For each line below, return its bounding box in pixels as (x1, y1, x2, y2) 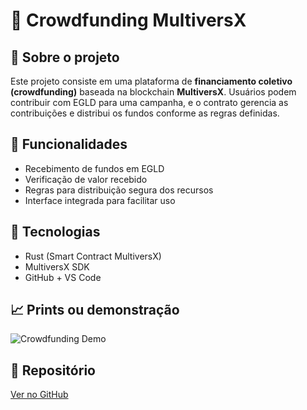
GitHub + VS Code (24, 271, 102, 283)
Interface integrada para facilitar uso (24, 194, 176, 206)
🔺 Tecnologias (10, 224, 101, 241)
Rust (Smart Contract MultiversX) (24, 250, 162, 262)
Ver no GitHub (10, 389, 69, 401)
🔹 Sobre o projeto (10, 49, 120, 66)
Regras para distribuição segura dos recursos (24, 184, 214, 196)
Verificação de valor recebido (24, 173, 148, 185)
